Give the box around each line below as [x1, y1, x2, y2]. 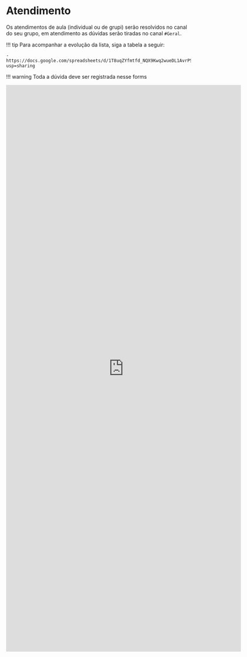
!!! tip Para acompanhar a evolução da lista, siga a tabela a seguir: [6, 41, 165, 48]
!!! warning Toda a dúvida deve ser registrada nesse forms [6, 73, 147, 80]
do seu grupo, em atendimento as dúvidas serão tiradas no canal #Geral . [6, 29, 182, 36]
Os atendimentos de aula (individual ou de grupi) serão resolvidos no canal [6, 24, 188, 31]
